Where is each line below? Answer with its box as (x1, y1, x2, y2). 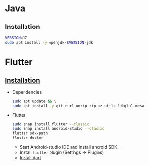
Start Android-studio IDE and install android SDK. (19, 144, 119, 150)
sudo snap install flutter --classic (12, 121, 90, 127)
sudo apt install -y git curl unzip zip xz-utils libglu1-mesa (12, 103, 145, 108)
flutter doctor (12, 136, 44, 140)
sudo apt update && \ (12, 99, 57, 104)
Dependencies (12, 89, 42, 95)
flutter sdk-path (12, 131, 48, 136)
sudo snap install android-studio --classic (12, 126, 105, 131)
